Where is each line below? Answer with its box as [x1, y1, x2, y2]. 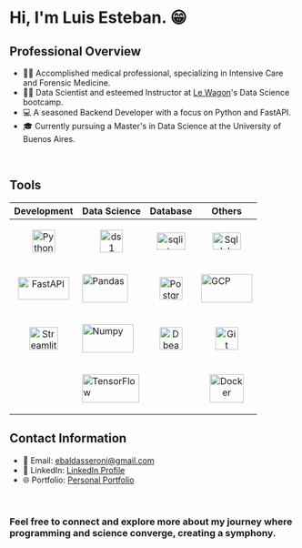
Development [14, 204, 74, 217]
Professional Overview [9, 44, 142, 59]
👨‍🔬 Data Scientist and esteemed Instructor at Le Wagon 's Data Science [22, 87, 290, 97]
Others [211, 204, 243, 217]
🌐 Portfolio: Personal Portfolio [22, 474, 135, 485]
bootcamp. [22, 96, 64, 107]
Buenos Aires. [22, 134, 75, 144]
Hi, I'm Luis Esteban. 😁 [9, 7, 187, 28]
